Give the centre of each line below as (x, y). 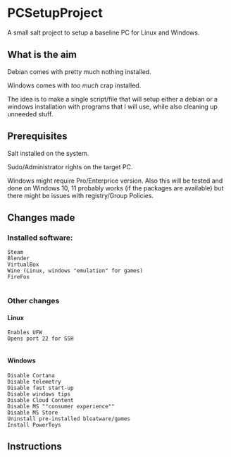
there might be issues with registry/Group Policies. (80, 195)
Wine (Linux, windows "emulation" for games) (75, 271)
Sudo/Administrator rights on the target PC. (70, 166)
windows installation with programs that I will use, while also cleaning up (113, 106)
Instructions (35, 446)
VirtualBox (23, 265)
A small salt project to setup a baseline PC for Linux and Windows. (104, 32)
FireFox (19, 277)
